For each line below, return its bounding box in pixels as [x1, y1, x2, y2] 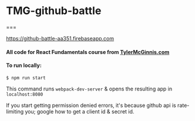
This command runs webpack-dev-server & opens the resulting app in [6, 85, 173, 92]
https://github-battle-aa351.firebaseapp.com [6, 35, 115, 42]
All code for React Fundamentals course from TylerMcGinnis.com [6, 48, 170, 55]
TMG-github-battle [6, 4, 102, 18]
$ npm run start [6, 75, 46, 80]
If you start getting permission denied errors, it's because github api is [6, 102, 176, 109]
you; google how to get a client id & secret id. [25, 107, 135, 115]
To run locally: [6, 62, 42, 69]
